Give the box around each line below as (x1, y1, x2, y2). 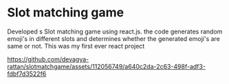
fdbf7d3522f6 (7, 70, 47, 78)
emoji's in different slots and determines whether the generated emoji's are (7, 34, 220, 42)
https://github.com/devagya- (7, 55, 89, 63)
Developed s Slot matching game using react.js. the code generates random (7, 27, 223, 36)
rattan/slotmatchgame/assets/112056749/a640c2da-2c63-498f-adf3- (7, 62, 206, 70)
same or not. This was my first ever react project (7, 42, 145, 50)
